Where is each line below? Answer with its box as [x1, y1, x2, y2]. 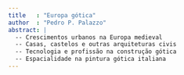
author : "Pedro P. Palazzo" [8, 19, 107, 27]
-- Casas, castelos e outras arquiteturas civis [15, 41, 177, 48]
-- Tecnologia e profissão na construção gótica [15, 48, 177, 55]
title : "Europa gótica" [8, 11, 96, 20]
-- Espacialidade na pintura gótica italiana [15, 55, 167, 63]
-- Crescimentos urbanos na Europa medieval [15, 33, 163, 41]
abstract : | [8, 26, 47, 34]
